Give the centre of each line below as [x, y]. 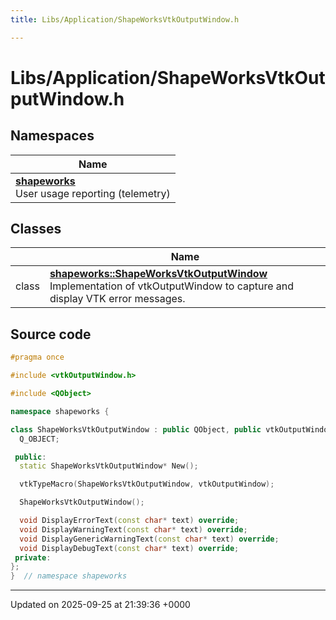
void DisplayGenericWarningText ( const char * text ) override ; [149, 539]
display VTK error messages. [117, 299]
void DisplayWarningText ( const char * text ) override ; [133, 529]
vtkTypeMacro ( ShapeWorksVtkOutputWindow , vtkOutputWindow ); [147, 484]
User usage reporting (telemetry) [93, 193]
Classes [36, 229]
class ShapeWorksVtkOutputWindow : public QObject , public [136, 429]
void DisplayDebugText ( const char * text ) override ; [129, 548]
